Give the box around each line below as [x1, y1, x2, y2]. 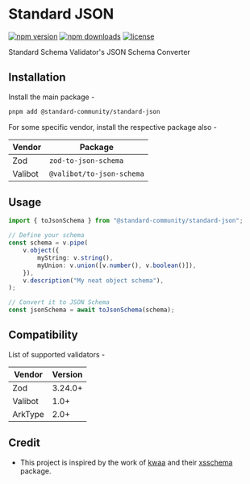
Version [52, 369, 83, 380]
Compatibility [8, 328, 78, 342]
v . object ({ [23, 247, 60, 255]
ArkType [12, 408, 44, 419]
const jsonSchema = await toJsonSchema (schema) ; [8, 306, 175, 315]
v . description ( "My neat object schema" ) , [23, 276, 164, 285]
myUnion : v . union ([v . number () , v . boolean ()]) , [37, 261, 197, 269]
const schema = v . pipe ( [8, 239, 89, 247]
